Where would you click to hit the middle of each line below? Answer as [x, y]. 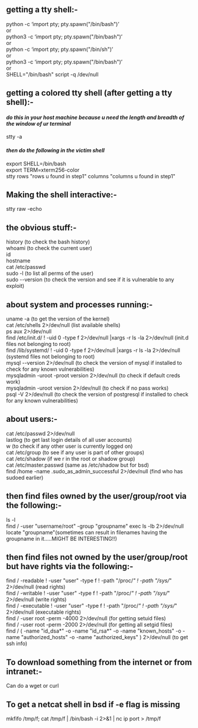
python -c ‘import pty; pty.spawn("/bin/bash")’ [63, 24]
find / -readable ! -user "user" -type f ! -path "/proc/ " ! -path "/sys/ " [89, 581]
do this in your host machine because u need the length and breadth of [95, 117]
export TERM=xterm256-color [43, 170]
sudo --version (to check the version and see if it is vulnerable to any [90, 280]
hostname [18, 261]
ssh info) [17, 644]
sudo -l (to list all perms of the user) [50, 273]
